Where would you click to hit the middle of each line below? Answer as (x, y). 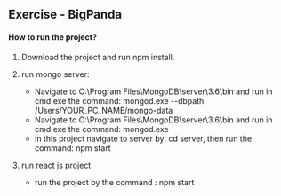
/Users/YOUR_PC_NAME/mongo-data (104, 110)
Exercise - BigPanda (65, 15)
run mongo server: (55, 74)
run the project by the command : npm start (114, 182)
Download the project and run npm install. (98, 57)
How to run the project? (53, 37)
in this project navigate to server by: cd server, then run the (143, 138)
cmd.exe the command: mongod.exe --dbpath (119, 100)
